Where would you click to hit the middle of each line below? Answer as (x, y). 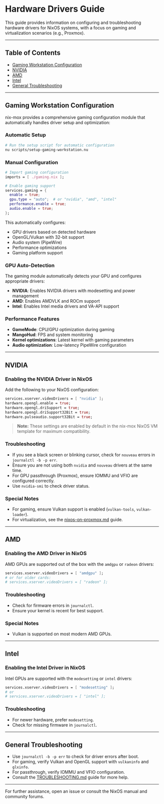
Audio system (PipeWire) (37, 242)
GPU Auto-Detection (30, 265)
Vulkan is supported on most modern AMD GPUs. (62, 634)
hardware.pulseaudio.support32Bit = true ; (49, 417)
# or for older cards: (28, 578)
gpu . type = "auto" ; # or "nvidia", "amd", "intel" (63, 200)
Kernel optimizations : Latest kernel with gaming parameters (73, 340)
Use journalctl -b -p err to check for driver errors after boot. (75, 757)
